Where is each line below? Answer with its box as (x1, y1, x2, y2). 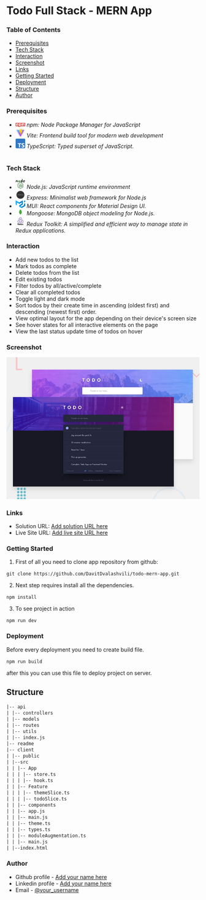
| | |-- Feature (6, 783, 48, 790)
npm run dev (6, 618, 37, 624)
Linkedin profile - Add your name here (15, 880, 112, 887)
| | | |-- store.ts (6, 771, 56, 778)
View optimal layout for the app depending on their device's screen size (15, 314, 197, 322)
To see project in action (15, 605, 75, 612)
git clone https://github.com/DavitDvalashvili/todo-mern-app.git (6, 571, 180, 577)
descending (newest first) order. (15, 308, 97, 315)
